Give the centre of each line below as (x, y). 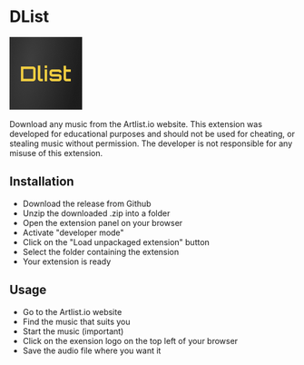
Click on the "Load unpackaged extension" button (116, 242)
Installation (42, 182)
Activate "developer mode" (73, 232)
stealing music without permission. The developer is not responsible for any (151, 143)
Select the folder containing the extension (101, 252)
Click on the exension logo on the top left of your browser (130, 340)
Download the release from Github (87, 203)
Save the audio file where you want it (92, 350)
